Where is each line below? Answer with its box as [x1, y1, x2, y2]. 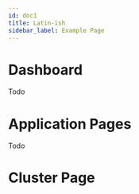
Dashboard [8, 60, 83, 79]
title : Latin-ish [8, 19, 66, 27]
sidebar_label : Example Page [8, 26, 105, 34]
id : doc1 [8, 11, 37, 20]
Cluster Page [8, 169, 95, 187]
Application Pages [8, 114, 132, 133]
